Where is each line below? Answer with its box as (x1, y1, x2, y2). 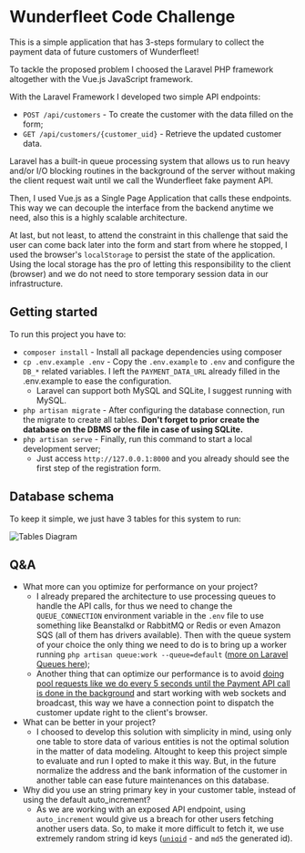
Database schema (9, 489, 115, 505)
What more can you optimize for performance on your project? (22, 581, 258, 592)
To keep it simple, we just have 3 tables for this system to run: (9, 513, 241, 524)
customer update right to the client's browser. (36, 707, 208, 718)
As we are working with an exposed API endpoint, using (36, 804, 246, 815)
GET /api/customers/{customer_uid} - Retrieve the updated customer (22, 128, 282, 139)
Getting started (9, 304, 98, 320)
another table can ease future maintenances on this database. (36, 775, 269, 786)
